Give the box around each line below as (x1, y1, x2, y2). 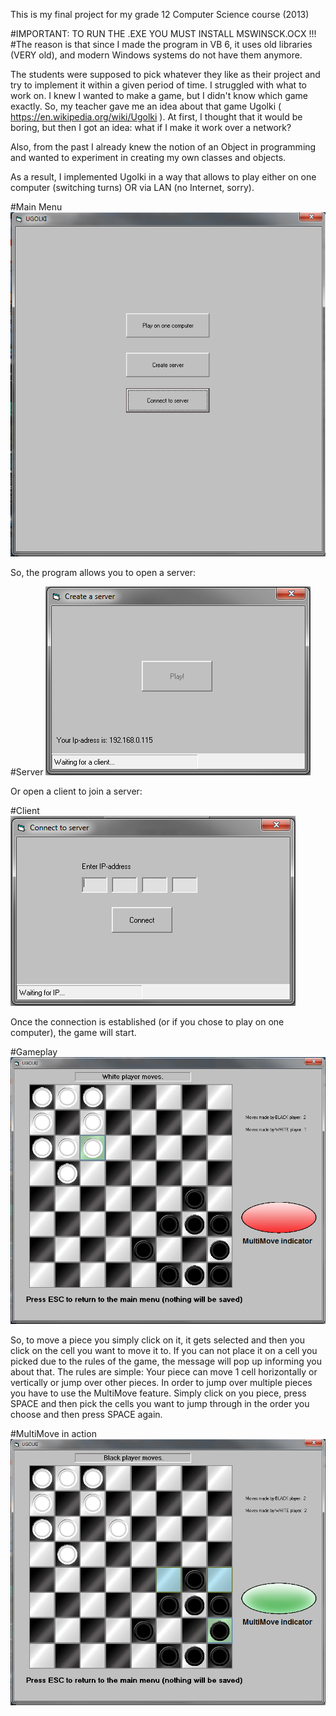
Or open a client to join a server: (10, 785, 143, 798)
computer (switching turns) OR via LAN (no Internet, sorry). (10, 182, 255, 193)
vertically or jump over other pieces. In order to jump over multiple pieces (10, 1376, 313, 1388)
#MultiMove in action (10, 1427, 97, 1439)
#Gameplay (10, 1046, 58, 1058)
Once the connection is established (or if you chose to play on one (10, 1016, 285, 1028)
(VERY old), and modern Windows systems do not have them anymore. (10, 49, 303, 61)
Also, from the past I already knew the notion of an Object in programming (10, 141, 317, 153)
